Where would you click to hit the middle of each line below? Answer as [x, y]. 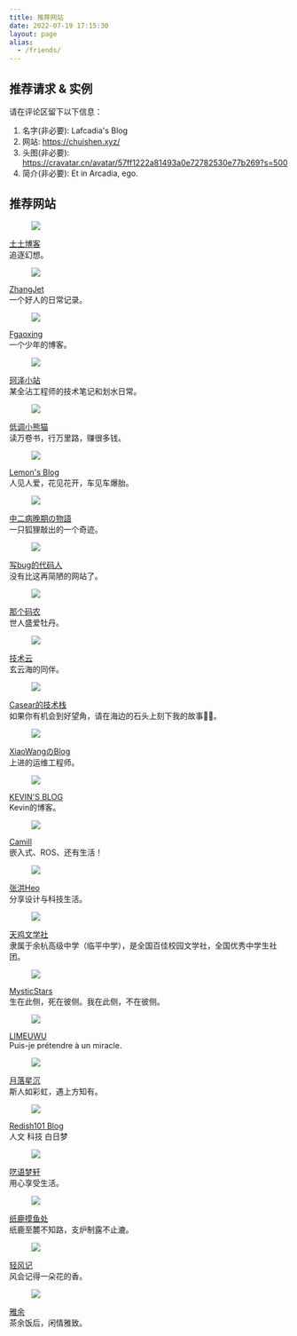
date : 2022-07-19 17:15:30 [59, 26]
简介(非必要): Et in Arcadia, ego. [80, 173]
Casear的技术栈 [38, 704]
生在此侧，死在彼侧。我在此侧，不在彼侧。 [87, 1001]
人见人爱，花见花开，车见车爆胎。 [71, 482]
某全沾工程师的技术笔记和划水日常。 [75, 391]
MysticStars [31, 991]
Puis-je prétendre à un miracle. [66, 1045]
